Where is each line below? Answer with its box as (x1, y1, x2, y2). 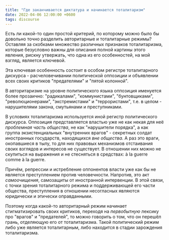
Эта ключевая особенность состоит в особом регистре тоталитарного (5, 67, 158, 73)
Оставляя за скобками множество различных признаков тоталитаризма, (5, 41, 163, 47)
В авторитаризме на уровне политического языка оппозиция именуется (5, 88, 161, 94)
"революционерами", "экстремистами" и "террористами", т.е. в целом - (5, 99, 162, 105)
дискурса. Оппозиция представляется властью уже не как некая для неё (5, 119, 164, 125)
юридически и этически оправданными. (5, 193, 93, 200)
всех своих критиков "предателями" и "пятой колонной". (5, 78, 129, 84)
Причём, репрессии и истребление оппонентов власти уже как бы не (5, 166, 156, 172)
